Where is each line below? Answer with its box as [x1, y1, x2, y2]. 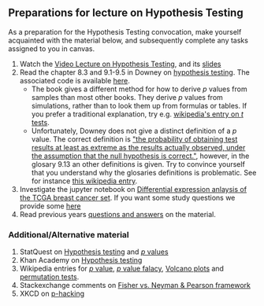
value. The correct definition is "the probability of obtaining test [31, 134, 238, 144]
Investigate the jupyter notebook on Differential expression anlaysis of [19, 184, 247, 194]
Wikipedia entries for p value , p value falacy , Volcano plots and [19, 264, 225, 274]
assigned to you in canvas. [8, 43, 95, 53]
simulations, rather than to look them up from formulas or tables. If [31, 101, 247, 110]
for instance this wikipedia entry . [31, 176, 138, 186]
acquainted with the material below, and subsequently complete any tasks [8, 35, 248, 45]
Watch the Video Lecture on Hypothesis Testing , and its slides [19, 59, 221, 68]
